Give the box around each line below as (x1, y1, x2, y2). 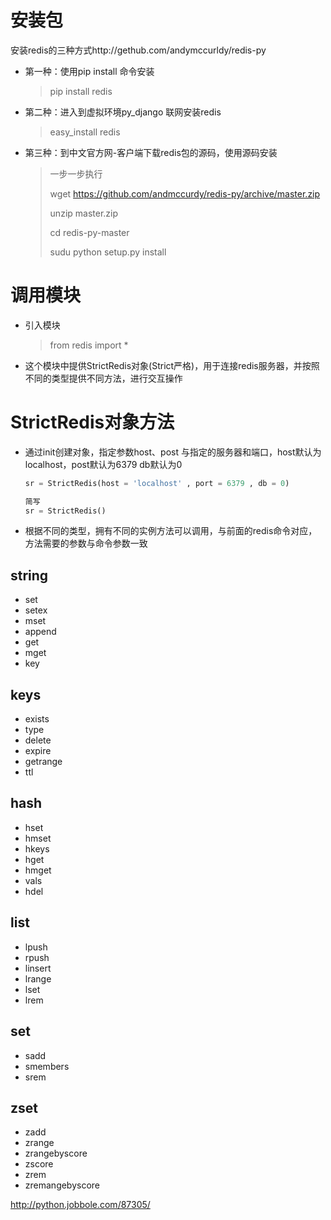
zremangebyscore (24, 1179, 101, 1191)
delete (24, 734, 52, 746)
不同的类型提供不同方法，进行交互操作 (24, 372, 183, 384)
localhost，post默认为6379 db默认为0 (24, 458, 183, 470)
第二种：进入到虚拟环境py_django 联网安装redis (24, 106, 222, 118)
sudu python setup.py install (49, 246, 167, 258)
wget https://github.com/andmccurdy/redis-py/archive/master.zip (49, 187, 321, 200)
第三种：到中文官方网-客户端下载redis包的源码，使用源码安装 (24, 146, 278, 158)
